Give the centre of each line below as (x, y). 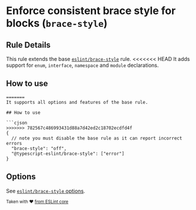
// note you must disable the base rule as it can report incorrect (97, 138)
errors (14, 143)
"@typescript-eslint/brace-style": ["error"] (68, 154)
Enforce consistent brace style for (91, 11)
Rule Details (28, 45)
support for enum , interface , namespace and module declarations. (82, 65)
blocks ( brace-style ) (57, 23)
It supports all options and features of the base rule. (77, 102)
